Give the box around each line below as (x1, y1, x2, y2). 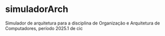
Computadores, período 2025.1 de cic (5, 25, 83, 31)
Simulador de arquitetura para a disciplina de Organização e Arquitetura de (5, 20, 160, 26)
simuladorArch (5, 3, 69, 15)
